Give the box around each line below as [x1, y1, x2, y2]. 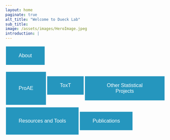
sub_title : [5, 21, 28, 27]
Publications [92, 118, 120, 124]
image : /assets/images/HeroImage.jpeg [5, 26, 87, 31]
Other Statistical [106, 82, 143, 88]
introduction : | [5, 31, 40, 36]
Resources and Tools [18, 118, 66, 124]
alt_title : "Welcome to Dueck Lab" [5, 17, 81, 22]
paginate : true [5, 12, 38, 17]
